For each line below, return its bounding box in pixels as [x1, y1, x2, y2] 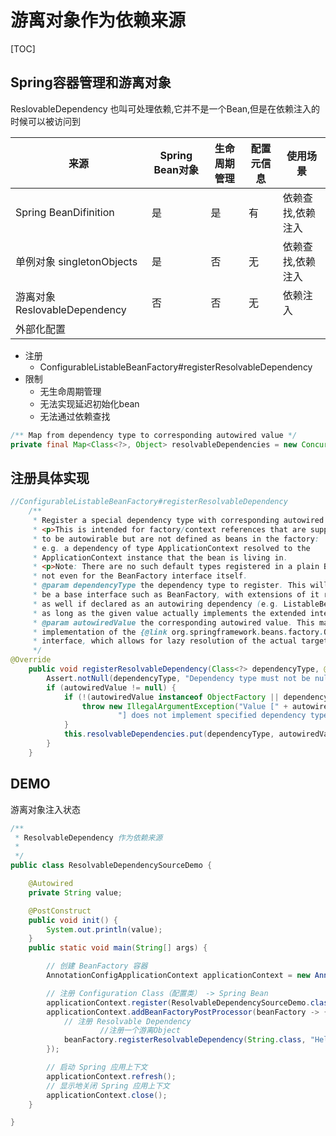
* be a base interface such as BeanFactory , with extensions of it [32, 590, 320, 600]
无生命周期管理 [39, 385, 102, 397]
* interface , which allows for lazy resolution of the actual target [32, 636, 329, 646]
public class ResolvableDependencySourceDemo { [10, 861, 213, 871]
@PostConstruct [28, 906, 92, 916]
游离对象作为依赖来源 [10, 9, 187, 32]
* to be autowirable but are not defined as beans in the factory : [32, 534, 320, 544]
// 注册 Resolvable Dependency [63, 1016, 192, 1026]
